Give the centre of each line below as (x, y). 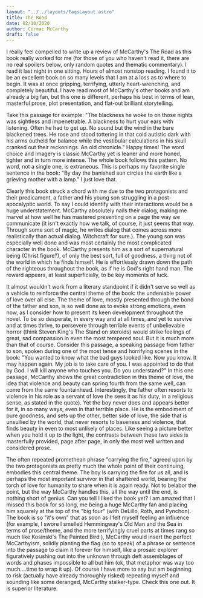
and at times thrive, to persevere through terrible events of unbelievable (96, 326)
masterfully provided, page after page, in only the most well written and (95, 442)
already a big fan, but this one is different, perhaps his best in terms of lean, (101, 97)
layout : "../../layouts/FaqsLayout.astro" (60, 12)
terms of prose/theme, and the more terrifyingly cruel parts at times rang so (101, 531)
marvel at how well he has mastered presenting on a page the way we (93, 217)
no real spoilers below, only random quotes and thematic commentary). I (97, 65)
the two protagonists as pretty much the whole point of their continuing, (96, 466)
